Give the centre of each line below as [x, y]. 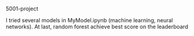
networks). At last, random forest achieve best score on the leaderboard [97, 27]
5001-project [22, 9]
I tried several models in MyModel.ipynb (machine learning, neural [89, 20]
